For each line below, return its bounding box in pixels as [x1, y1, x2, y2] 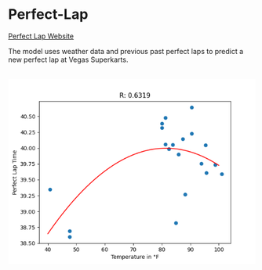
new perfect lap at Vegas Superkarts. [8, 55, 129, 64]
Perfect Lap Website [8, 31, 75, 41]
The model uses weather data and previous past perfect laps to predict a [8, 46, 244, 56]
